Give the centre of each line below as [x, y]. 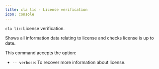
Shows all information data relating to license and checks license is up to [79, 38]
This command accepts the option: [41, 53]
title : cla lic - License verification [46, 10]
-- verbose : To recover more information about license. [69, 62]
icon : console [20, 14]
